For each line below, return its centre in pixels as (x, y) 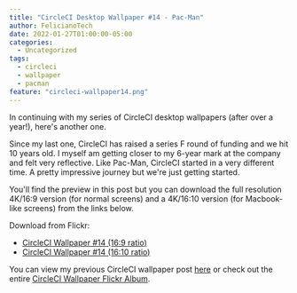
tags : (19, 59)
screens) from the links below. (79, 208)
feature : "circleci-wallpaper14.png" (79, 91)
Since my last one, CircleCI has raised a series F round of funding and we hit (149, 144)
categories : (31, 42)
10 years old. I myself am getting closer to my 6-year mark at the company (145, 153)
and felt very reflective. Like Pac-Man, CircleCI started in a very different (142, 162)
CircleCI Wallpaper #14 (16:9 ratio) (85, 242)
